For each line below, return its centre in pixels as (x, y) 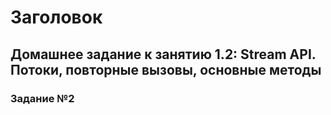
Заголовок (56, 17)
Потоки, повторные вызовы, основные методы (166, 69)
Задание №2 (42, 98)
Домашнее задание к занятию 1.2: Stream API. (163, 54)
